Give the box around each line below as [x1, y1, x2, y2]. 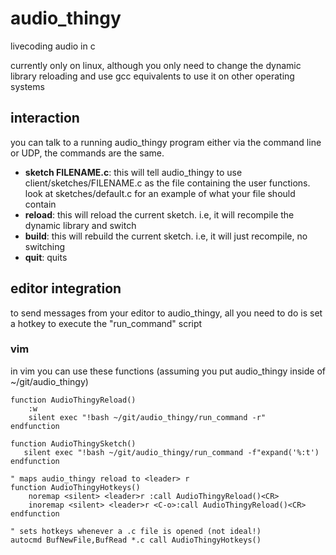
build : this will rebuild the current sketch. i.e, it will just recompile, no [24, 230, 308, 242]
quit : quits [24, 251, 68, 263]
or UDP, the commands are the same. [10, 147, 165, 159]
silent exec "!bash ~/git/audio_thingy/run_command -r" [28, 412, 267, 422]
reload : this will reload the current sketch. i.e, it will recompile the [24, 208, 295, 221]
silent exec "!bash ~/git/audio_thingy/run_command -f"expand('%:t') [23, 447, 320, 457]
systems [10, 80, 45, 92]
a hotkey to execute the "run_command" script [10, 317, 203, 329]
